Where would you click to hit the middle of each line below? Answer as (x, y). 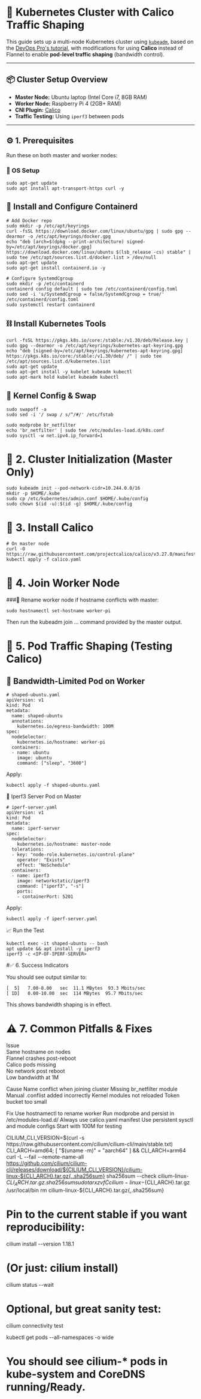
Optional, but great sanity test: (84, 1309)
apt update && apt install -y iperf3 (53, 949)
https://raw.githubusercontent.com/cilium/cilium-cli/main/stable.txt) (90, 1144)
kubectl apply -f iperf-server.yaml (52, 919)
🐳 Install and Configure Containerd (72, 207)
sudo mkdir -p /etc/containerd (45, 284)
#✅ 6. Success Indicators (37, 965)
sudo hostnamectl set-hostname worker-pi (59, 611)
